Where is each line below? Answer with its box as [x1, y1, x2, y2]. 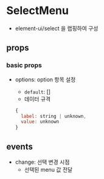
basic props [6, 61, 43, 70]
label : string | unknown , [21, 113, 86, 119]
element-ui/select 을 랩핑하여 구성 [15, 24, 99, 32]
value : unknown [21, 119, 60, 125]
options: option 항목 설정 [15, 76, 76, 83]
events [6, 141, 33, 152]
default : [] [24, 88, 50, 95]
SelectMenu [6, 4, 69, 18]
